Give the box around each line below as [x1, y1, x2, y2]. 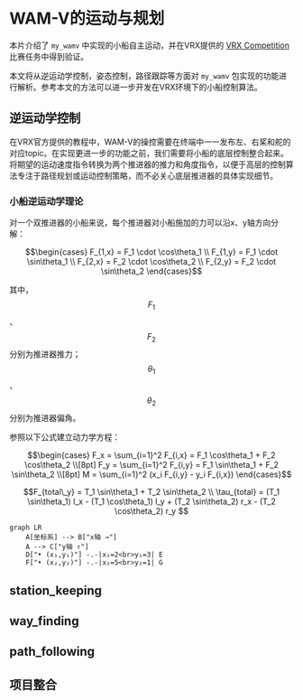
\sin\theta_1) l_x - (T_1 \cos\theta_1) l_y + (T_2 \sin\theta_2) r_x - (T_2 [26, 496, 277, 507]
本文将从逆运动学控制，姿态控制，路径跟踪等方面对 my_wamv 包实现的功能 [9, 70, 280, 81]
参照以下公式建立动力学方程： [9, 432, 120, 443]
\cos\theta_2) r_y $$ [114, 506, 189, 517]
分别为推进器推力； [9, 349, 81, 359]
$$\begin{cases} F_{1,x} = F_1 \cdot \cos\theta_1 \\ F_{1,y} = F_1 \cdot [24, 247, 279, 257]
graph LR [9, 523, 42, 533]
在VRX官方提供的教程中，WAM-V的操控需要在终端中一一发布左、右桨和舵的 [9, 136, 291, 147]
